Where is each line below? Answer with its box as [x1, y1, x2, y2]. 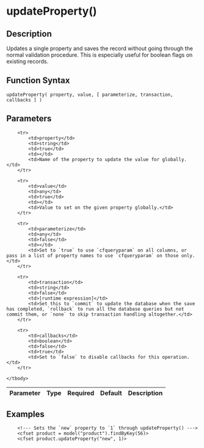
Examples [6, 409, 45, 419]
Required [67, 389, 95, 397]
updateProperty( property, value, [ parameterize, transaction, [6, 92, 173, 98]
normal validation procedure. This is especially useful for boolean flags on [6, 51, 193, 59]
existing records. [6, 58, 49, 65]
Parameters [6, 114, 52, 124]
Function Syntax [6, 75, 70, 86]
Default [100, 389, 122, 397]
